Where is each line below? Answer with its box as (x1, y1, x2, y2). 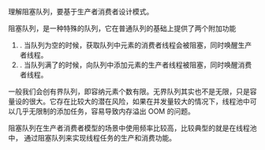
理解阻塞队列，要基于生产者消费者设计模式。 (8, 7, 154, 16)
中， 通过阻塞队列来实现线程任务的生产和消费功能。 (8, 133, 176, 142)
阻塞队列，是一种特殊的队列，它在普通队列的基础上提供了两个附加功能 (8, 24, 237, 33)
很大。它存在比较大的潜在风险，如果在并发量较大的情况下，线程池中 (28, 97, 250, 106)
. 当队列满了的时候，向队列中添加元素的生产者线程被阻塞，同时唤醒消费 (19, 60, 252, 69)
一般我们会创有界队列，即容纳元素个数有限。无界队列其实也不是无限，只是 (8, 87, 250, 96)
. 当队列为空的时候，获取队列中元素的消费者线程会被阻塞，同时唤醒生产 (19, 40, 252, 50)
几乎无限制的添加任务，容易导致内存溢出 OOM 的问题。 (14, 107, 195, 116)
